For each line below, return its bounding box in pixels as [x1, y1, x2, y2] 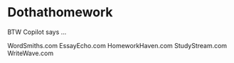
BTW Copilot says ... [7, 28, 67, 36]
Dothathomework [7, 4, 113, 21]
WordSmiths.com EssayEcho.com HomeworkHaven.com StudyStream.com [7, 41, 228, 50]
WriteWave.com [7, 49, 54, 57]
